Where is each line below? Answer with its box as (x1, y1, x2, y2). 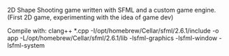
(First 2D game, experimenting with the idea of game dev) (7, 13, 174, 21)
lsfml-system (7, 41, 45, 49)
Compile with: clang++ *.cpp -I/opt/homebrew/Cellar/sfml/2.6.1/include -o (7, 27, 219, 35)
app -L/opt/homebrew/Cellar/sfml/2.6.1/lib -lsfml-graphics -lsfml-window (7, 34, 218, 42)
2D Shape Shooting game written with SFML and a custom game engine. (7, 6, 216, 14)
